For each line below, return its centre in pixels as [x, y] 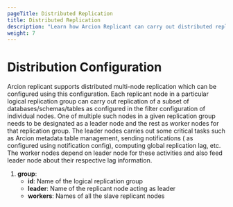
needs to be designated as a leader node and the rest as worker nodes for [113, 124]
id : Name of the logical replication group [85, 181]
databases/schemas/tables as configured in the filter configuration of [106, 109]
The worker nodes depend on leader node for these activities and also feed [115, 153]
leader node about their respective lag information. [80, 160]
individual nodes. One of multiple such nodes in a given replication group [112, 116]
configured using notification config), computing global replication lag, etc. [114, 146]
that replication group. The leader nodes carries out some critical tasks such [116, 131]
